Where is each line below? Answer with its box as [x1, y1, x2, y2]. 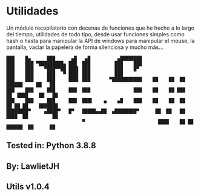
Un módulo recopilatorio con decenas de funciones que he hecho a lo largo [6, 24, 195, 31]
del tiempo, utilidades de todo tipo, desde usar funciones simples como [6, 30, 185, 38]
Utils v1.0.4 [6, 181, 50, 192]
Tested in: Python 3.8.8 [6, 140, 96, 151]
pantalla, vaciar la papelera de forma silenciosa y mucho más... [6, 44, 163, 51]
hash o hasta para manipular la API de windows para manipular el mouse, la [6, 37, 195, 44]
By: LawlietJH [6, 161, 59, 171]
